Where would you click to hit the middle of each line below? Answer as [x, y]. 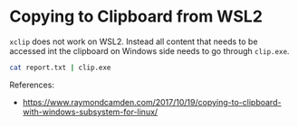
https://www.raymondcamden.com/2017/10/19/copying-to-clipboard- [152, 102]
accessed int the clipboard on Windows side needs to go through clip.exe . [149, 50]
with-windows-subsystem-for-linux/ [90, 112]
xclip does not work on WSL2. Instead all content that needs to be [134, 41]
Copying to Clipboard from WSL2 [136, 17]
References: [32, 85]
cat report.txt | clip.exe [60, 67]
